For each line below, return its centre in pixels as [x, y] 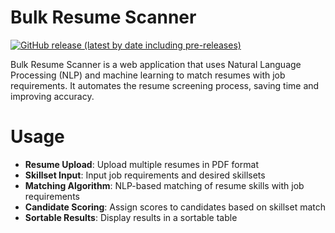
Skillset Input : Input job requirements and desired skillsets [145, 175]
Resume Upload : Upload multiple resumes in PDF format [141, 164]
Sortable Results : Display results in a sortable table [131, 217]
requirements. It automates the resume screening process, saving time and [165, 85]
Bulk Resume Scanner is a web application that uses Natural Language [156, 64]
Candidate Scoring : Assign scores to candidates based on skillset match [175, 207]
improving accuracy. [52, 96]
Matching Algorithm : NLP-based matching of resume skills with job [164, 185]
